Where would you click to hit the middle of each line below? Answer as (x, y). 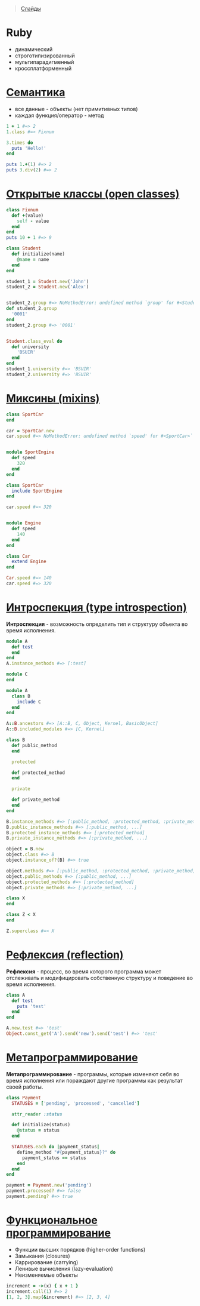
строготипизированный (45, 56)
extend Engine (29, 562)
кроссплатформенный (43, 68)
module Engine (24, 523)
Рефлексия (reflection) (65, 955)
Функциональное (52, 1220)
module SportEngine (30, 452)
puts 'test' (32, 1006)
